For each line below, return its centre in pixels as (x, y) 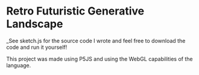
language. (19, 65)
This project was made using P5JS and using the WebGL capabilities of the (99, 59)
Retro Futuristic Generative (75, 11)
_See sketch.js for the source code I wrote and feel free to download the (96, 41)
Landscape (35, 24)
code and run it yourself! (37, 47)
